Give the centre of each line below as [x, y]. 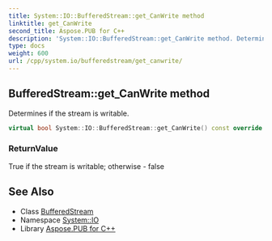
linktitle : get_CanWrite [50, 23]
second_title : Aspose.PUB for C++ [67, 31]
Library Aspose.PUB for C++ [68, 228]
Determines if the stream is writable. [69, 113]
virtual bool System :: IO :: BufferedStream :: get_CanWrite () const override [136, 128]
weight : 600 [28, 53]
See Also [31, 192]
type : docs [27, 46]
